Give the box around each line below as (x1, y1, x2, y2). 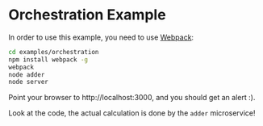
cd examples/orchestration (8, 48, 99, 56)
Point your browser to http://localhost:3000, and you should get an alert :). (8, 93, 256, 103)
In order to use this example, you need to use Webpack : (8, 32, 194, 42)
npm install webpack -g (8, 55, 89, 64)
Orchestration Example (8, 6, 167, 24)
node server (8, 78, 48, 86)
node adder (8, 70, 45, 78)
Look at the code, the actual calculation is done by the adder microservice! (8, 108, 256, 118)
